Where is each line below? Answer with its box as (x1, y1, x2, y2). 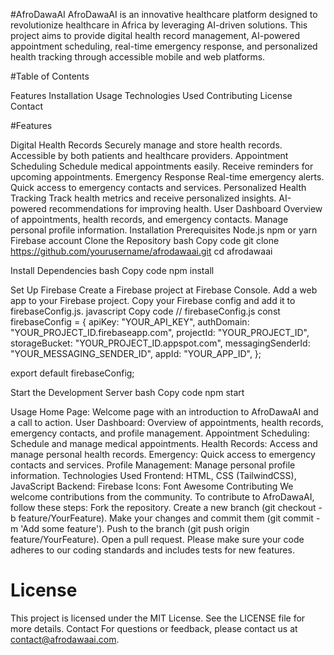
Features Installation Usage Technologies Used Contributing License (10, 90, 293, 101)
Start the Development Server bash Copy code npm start (10, 387, 245, 398)
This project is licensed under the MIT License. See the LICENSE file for (10, 612, 306, 624)
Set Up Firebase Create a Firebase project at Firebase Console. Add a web (10, 284, 318, 296)
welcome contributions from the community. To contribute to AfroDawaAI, (10, 491, 315, 503)
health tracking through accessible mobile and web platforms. (10, 51, 266, 63)
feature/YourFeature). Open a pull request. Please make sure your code (10, 534, 305, 545)
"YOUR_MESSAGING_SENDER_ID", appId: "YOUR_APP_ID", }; (10, 348, 262, 359)
